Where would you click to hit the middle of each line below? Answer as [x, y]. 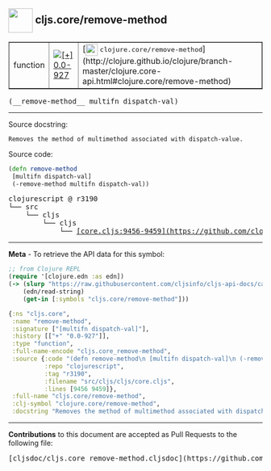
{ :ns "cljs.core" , [39, 313]
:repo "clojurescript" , [84, 366]
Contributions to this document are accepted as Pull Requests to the [123, 435]
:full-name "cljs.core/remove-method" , [79, 397]
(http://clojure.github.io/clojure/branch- [158, 61]
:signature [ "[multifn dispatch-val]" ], [81, 329]
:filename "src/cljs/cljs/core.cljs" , [109, 381]
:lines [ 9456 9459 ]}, [80, 389]
